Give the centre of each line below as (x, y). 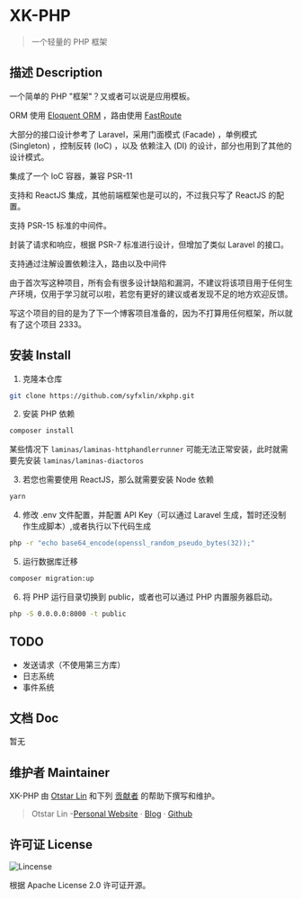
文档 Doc (34, 719)
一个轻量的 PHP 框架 (69, 41)
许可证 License (51, 845)
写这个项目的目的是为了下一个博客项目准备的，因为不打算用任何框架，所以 (147, 313)
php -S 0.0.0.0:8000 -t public (68, 614)
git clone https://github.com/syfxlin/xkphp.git (102, 396)
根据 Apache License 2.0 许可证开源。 (80, 886)
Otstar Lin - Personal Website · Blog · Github (112, 814)
